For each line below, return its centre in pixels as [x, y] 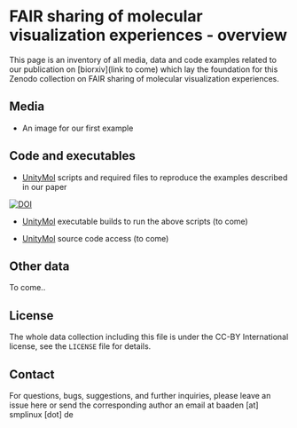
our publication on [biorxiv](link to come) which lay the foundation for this [144, 69]
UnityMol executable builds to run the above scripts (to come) [135, 221]
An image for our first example [78, 128]
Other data [39, 266]
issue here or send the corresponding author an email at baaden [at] [134, 405]
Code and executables [72, 156]
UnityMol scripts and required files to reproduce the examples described [155, 177]
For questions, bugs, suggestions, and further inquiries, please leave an [140, 396]
